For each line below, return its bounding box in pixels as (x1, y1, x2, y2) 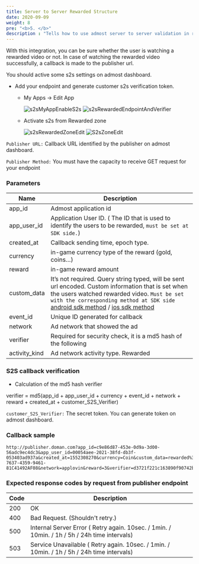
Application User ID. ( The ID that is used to (50, 214, 171, 223)
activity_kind (9, 349, 44, 357)
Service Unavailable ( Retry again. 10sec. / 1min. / (30, 541, 170, 549)
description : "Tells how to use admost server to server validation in (6, 31, 190, 37)
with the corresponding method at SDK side (50, 297, 175, 304)
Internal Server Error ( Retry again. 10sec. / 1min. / (30, 524, 171, 532)
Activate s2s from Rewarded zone (23, 117, 107, 125)
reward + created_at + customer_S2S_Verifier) (6, 398, 118, 405)
